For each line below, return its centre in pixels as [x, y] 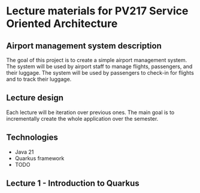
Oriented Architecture [62, 24]
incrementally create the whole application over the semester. [82, 118]
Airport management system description [84, 46]
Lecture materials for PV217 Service [97, 11]
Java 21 [24, 152]
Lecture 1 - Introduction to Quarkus [73, 183]
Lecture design [35, 98]
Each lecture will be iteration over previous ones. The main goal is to [90, 112]
